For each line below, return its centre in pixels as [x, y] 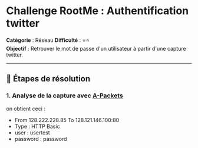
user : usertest [32, 132]
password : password [41, 139]
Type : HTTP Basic [37, 126]
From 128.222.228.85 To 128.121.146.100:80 [67, 120]
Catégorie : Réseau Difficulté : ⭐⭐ [48, 40]
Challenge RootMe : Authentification [98, 11]
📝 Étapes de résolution [48, 79]
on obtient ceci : [26, 108]
